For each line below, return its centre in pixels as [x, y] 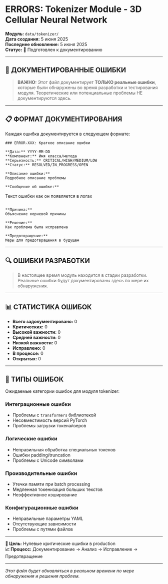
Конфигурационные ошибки [42, 507]
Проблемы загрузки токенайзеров [49, 426]
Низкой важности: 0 [35, 343]
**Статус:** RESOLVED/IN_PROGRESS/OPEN [47, 165]
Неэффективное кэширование [45, 494]
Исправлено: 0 [29, 348]
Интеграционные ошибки [38, 404]
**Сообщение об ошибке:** [32, 187]
